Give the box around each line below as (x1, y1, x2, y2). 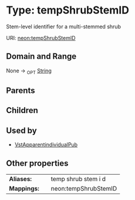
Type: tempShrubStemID (6, 4, 129, 17)
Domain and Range (6, 51, 77, 62)
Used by (6, 125, 37, 135)
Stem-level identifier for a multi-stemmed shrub (6, 23, 122, 30)
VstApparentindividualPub (14, 141, 78, 148)
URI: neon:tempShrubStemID (6, 34, 76, 41)
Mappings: (9, 184, 40, 192)
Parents (6, 85, 35, 95)
